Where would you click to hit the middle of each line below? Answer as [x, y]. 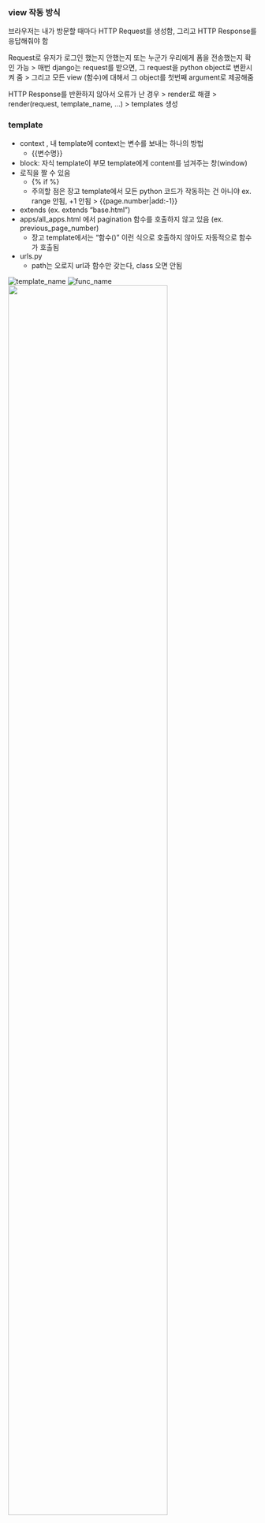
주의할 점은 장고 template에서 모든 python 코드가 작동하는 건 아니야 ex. [142, 191]
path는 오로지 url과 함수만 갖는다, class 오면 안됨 [107, 265]
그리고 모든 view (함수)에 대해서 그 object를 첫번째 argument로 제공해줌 [142, 77]
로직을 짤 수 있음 [45, 173]
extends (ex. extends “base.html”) [75, 210]
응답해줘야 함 [28, 41]
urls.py [31, 256]
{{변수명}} [47, 153]
